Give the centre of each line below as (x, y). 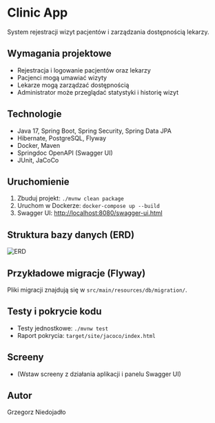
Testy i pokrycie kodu (54, 311)
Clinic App (38, 13)
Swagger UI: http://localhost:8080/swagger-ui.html (90, 213)
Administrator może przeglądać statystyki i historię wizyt (98, 92)
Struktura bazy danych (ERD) (71, 235)
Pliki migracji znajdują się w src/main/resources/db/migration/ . (97, 290)
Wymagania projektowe (59, 54)
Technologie (34, 114)
